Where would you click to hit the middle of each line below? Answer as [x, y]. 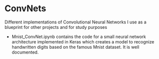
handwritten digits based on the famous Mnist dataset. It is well [76, 47]
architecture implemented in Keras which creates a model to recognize [83, 41]
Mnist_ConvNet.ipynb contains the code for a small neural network [79, 37]
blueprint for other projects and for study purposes [56, 27]
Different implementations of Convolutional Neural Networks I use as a [76, 22]
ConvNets [25, 9]
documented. [25, 52]
